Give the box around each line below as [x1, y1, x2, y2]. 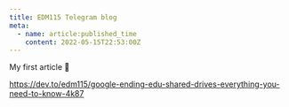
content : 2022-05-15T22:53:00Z [25, 37, 141, 47]
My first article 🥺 [9, 62, 70, 73]
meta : [9, 21, 29, 30]
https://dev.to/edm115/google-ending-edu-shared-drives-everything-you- [9, 79, 280, 89]
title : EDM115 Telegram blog [9, 12, 117, 22]
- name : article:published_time [17, 29, 138, 38]
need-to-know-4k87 [9, 88, 84, 99]
